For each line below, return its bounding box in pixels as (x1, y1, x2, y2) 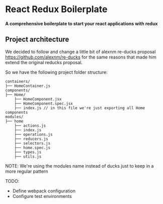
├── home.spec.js (14, 145, 51, 150)
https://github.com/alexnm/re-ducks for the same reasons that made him (5, 54, 157, 60)
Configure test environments (12, 193, 72, 199)
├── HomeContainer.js (5, 83, 51, 88)
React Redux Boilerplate (5, 4, 108, 15)
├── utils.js (14, 154, 42, 159)
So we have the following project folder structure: (5, 69, 108, 75)
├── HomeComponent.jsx (14, 96, 62, 101)
